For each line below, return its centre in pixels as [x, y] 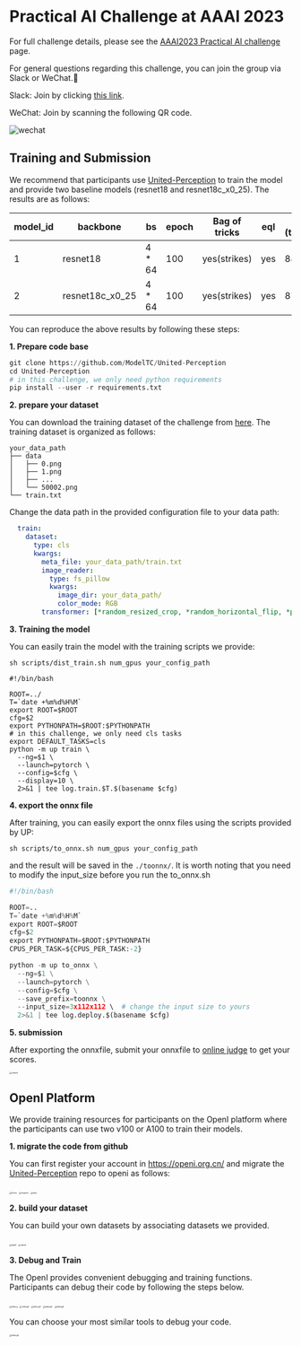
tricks [227, 232]
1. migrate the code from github [69, 1146]
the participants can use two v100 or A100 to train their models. [126, 1129]
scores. [23, 1060]
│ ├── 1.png [36, 472]
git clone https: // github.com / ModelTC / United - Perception [118, 363]
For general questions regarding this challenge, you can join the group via [146, 68]
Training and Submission [80, 158]
